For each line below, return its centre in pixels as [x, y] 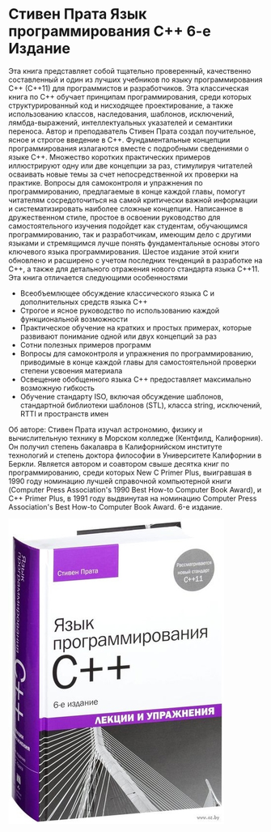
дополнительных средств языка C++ [84, 301]
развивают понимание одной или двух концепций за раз [118, 336]
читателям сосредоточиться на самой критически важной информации [133, 200]
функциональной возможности [74, 319]
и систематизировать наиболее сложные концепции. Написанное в [126, 208]
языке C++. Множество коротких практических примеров [110, 157]
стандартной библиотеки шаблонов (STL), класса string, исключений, [141, 405]
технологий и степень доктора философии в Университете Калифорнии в [135, 455]
